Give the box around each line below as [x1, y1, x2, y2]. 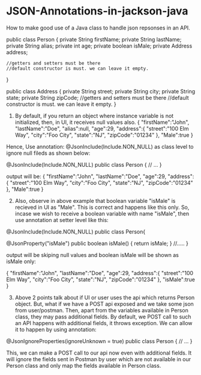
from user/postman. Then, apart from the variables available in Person [14, 306, 189, 314]
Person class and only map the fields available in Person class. [6, 362, 161, 369]
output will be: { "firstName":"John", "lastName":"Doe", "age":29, [6, 173, 167, 180]
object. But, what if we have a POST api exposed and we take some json [14, 300, 194, 308]
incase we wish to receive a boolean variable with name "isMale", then [14, 209, 190, 217]
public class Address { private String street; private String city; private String [6, 87, 196, 95]
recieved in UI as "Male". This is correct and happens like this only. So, [14, 203, 190, 211]
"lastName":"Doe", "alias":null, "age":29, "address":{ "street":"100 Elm [14, 125, 189, 132]
